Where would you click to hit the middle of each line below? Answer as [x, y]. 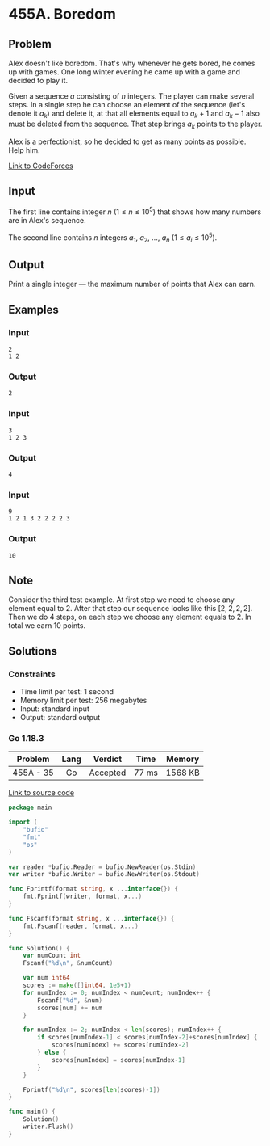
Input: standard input [55, 709]
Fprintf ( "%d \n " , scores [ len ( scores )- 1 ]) [91, 1089]
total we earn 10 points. [47, 626]
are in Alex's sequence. [47, 221]
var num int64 [46, 978]
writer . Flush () [48, 1127]
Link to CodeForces [41, 166]
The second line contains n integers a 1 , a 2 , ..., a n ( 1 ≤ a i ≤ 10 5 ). [113, 238]
